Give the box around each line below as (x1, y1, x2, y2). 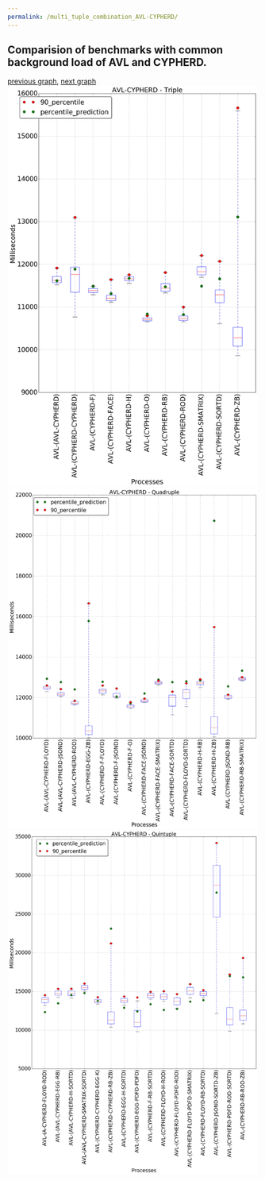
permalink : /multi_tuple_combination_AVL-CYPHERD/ (7, 13, 179, 21)
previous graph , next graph (7, 76, 97, 87)
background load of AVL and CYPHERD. (7, 56, 207, 69)
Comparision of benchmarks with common (7, 44, 224, 57)
